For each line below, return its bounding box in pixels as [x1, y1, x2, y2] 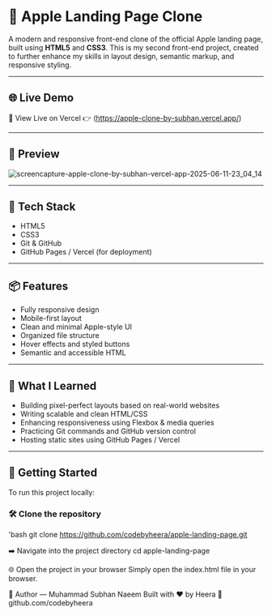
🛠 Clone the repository [8, 508, 101, 520]
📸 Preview [8, 148, 60, 161]
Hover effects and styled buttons [19, 340, 130, 349]
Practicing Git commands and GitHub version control [19, 426, 197, 436]
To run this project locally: [8, 487, 96, 497]
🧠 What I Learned [8, 379, 97, 392]
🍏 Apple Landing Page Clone [8, 7, 203, 26]
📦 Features [8, 279, 69, 293]
